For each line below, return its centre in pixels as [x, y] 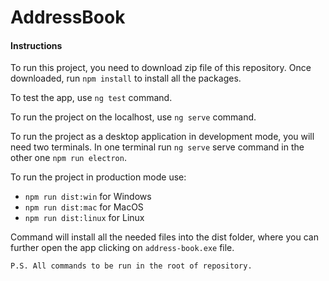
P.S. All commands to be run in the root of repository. [131, 266]
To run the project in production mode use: [98, 177]
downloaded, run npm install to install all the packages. [126, 78]
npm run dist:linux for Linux [84, 218]
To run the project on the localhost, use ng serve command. [133, 117]
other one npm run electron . [68, 158]
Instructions [36, 45]
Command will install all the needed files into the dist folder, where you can [164, 237]
